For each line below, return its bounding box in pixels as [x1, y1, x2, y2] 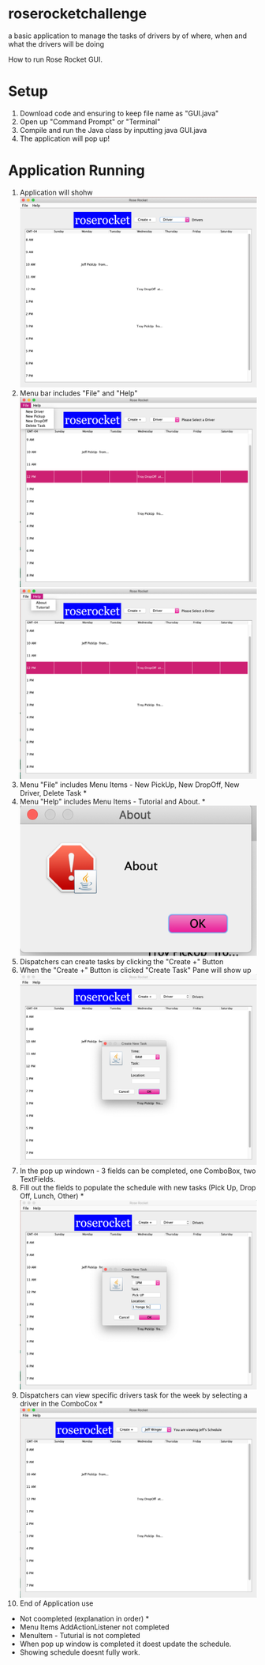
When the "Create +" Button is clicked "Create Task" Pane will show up [19, 966, 252, 975]
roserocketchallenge [8, 5, 147, 23]
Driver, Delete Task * [19, 788, 88, 797]
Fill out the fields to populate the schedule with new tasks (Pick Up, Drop [19, 1183, 256, 1193]
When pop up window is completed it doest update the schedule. [19, 1639, 232, 1649]
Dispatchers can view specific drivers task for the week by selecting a [19, 1391, 248, 1400]
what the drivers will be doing [8, 39, 105, 48]
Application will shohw [19, 187, 93, 197]
